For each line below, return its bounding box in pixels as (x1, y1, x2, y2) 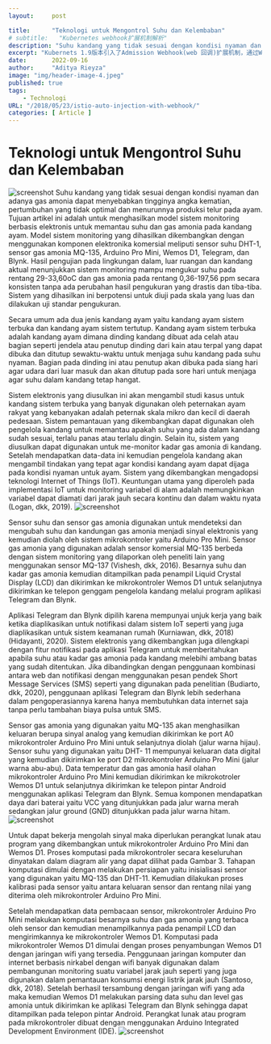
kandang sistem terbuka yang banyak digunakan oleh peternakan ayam (8, 399, 246, 409)
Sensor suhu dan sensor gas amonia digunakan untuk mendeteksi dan (8, 518, 242, 527)
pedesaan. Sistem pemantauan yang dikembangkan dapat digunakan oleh (8, 417, 255, 426)
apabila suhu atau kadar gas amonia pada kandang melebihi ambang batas (8, 653, 257, 663)
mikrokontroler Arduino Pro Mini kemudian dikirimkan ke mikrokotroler (8, 772, 240, 782)
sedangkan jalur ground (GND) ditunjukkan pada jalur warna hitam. (8, 807, 231, 816)
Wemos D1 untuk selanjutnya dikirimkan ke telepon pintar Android (8, 781, 227, 790)
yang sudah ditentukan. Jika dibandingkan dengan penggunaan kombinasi (8, 662, 256, 672)
